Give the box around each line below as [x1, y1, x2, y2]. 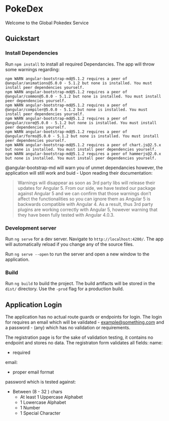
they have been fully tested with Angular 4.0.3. [17, 212, 115, 218]
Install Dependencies [5, 49, 59, 57]
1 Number [20, 405, 40, 411]
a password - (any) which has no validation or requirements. [5, 325, 131, 331]
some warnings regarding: [5, 66, 60, 72]
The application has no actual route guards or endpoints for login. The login [5, 314, 162, 320]
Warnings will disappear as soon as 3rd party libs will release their [17, 180, 155, 186]
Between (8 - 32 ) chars [12, 389, 63, 395]
